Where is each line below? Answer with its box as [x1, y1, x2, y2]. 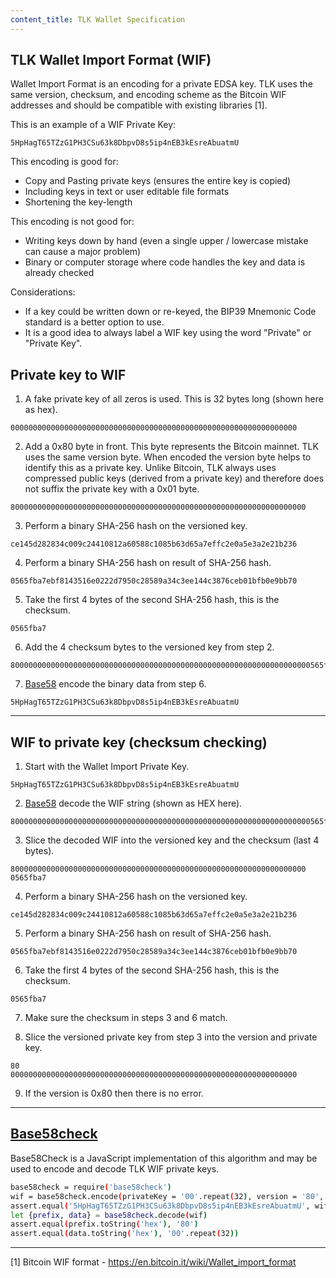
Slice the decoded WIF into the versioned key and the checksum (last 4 [24, 834, 320, 846]
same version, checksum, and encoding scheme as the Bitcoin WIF [10, 89, 287, 101]
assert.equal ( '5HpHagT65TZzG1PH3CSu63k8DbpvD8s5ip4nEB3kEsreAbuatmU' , [10, 1201, 311, 1211]
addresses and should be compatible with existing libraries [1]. [10, 99, 268, 111]
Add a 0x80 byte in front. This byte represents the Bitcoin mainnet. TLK [24, 441, 319, 453]
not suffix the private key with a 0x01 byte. [24, 483, 200, 495]
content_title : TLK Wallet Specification [10, 14, 186, 25]
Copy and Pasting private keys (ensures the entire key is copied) [24, 175, 292, 187]
